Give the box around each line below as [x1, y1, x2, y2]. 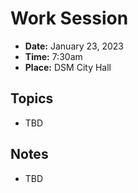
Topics [10, 90, 54, 107]
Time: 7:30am [24, 50, 83, 62]
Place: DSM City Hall [24, 61, 112, 73]
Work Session [10, 7, 129, 30]
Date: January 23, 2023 [24, 40, 124, 52]
